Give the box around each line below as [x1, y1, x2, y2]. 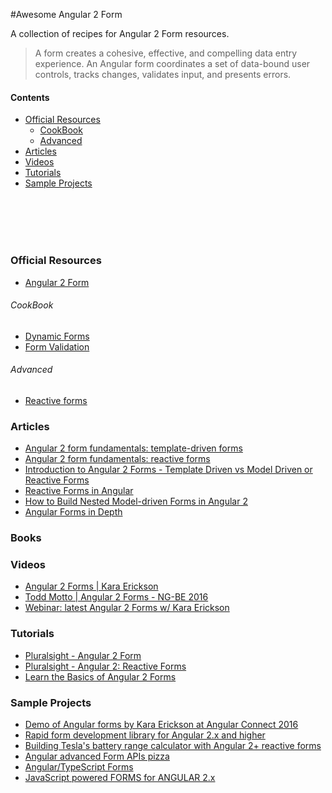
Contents [10, 91, 50, 103]
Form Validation [24, 340, 90, 353]
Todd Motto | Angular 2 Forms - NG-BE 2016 [24, 591, 209, 603]
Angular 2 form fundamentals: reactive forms [24, 453, 211, 465]
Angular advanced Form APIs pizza [24, 750, 170, 763]
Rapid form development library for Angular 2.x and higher [24, 729, 266, 741]
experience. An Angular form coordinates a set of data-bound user [34, 58, 311, 69]
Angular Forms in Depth [24, 506, 123, 518]
